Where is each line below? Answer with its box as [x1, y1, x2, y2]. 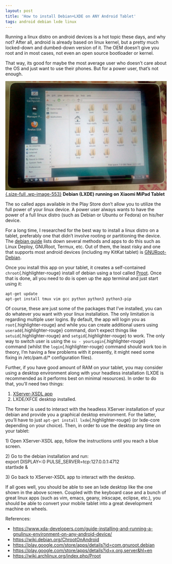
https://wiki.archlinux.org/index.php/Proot [12, 553, 101, 559]
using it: [5, 281, 22, 287]
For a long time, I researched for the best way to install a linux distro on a [5, 227, 159, 233]
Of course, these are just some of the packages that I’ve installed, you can [5, 306, 162, 312]
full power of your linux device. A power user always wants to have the [5, 207, 155, 213]
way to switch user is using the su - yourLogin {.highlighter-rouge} [5, 338, 146, 345]
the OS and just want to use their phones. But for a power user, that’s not [5, 66, 159, 72]
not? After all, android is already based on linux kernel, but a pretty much [5, 39, 159, 46]
